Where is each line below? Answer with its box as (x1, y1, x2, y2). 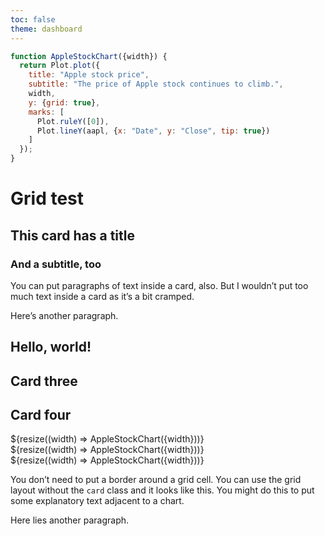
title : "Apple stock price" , (28, 70, 150, 80)
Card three (10, 372, 78, 390)
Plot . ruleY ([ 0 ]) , (36, 116, 110, 126)
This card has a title (10, 227, 136, 244)
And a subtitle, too (10, 257, 102, 271)
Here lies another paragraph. (10, 514, 130, 526)
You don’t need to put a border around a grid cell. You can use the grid (10, 474, 302, 486)
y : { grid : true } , (28, 97, 101, 108)
